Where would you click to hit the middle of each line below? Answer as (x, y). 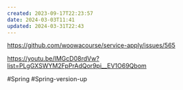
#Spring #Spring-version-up (47, 79)
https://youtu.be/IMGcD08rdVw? (53, 59)
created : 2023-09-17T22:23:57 (50, 13)
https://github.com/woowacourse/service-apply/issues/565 (91, 46)
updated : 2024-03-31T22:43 (46, 26)
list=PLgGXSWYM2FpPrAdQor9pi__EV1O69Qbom (77, 66)
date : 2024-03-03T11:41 (41, 20)
